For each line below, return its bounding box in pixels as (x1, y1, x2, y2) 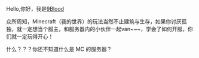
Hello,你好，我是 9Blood (6, 5, 65, 12)
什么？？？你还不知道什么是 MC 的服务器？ (6, 45, 112, 53)
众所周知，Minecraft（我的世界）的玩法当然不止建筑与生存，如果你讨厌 (6, 18, 182, 25)
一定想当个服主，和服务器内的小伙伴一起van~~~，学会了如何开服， (22, 26, 188, 32)
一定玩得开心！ (16, 33, 54, 40)
